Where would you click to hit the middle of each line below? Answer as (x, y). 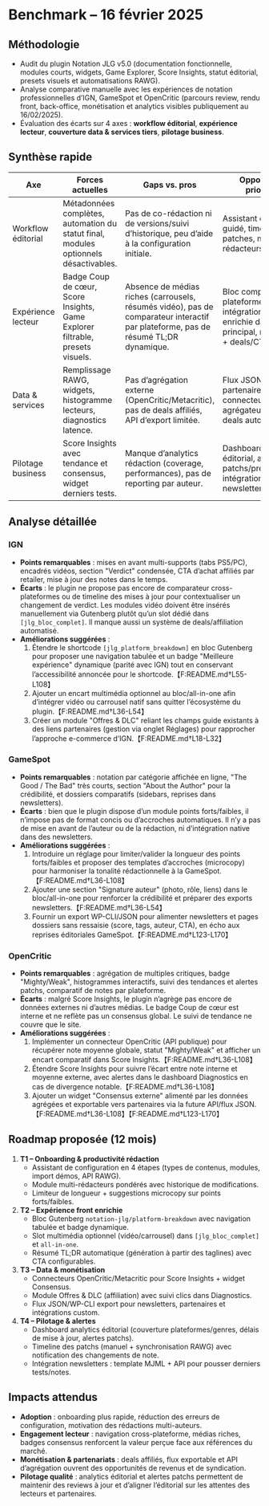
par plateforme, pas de (168, 327)
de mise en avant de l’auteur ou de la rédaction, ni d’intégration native (135, 828)
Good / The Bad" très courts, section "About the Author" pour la (125, 785)
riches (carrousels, (161, 296)
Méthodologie (44, 45)
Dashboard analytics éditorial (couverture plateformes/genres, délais (145, 1329)
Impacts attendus (53, 1397)
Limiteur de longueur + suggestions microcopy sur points (126, 1193)
